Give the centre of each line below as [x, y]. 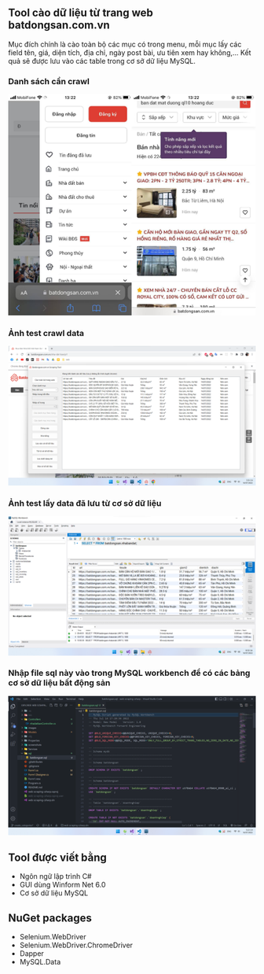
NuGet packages [50, 918]
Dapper [32, 953]
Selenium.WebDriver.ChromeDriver [76, 945]
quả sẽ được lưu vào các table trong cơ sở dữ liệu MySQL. [102, 61]
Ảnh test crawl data [46, 333]
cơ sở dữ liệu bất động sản [59, 683]
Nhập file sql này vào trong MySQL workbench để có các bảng [129, 673]
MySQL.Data [40, 961]
